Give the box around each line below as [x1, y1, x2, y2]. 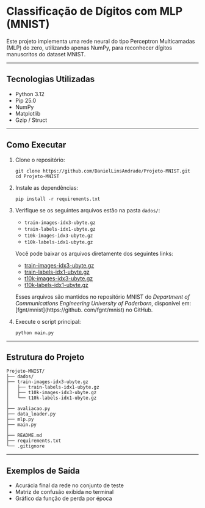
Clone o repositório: [15, 156, 65, 163]
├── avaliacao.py [6, 406, 51, 412]
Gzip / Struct [15, 116, 48, 124]
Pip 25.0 [15, 97, 37, 104]
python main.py [15, 329, 54, 336]
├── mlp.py [6, 416, 34, 423]
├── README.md [6, 433, 43, 439]
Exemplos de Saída [6, 465, 81, 476]
